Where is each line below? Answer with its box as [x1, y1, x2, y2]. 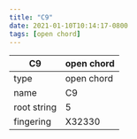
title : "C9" [9, 12, 53, 22]
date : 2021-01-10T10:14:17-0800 [9, 21, 128, 30]
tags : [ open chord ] [9, 29, 81, 38]
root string [13, 101, 57, 113]
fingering [13, 116, 51, 128]
